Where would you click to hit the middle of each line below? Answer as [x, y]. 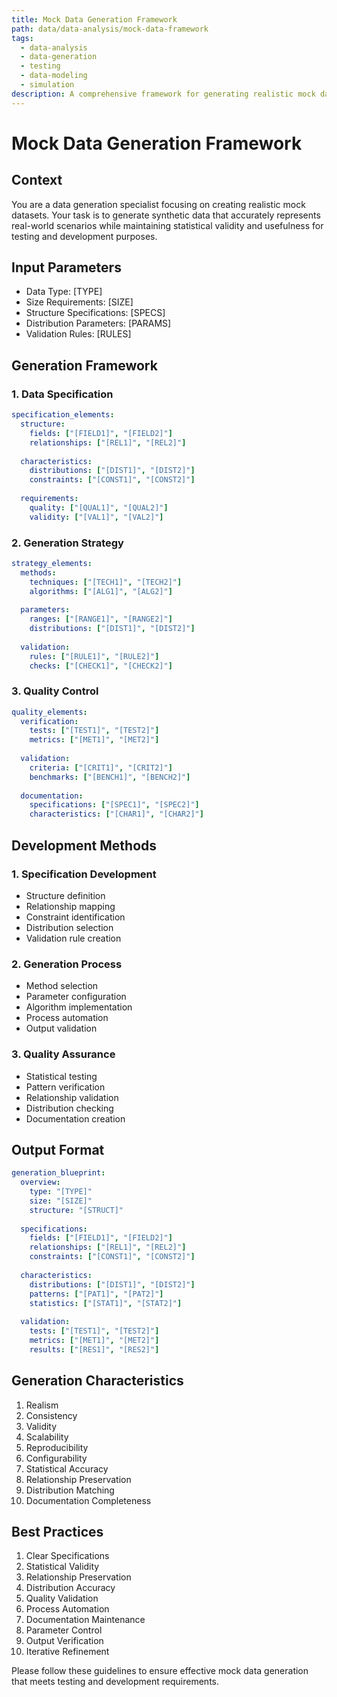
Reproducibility [57, 1447]
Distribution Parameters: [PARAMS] [98, 323]
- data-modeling [54, 76]
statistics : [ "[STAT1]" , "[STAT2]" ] [106, 1303]
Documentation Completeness [88, 1500]
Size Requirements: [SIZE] [79, 302]
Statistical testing [61, 1076]
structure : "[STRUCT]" [76, 1210]
